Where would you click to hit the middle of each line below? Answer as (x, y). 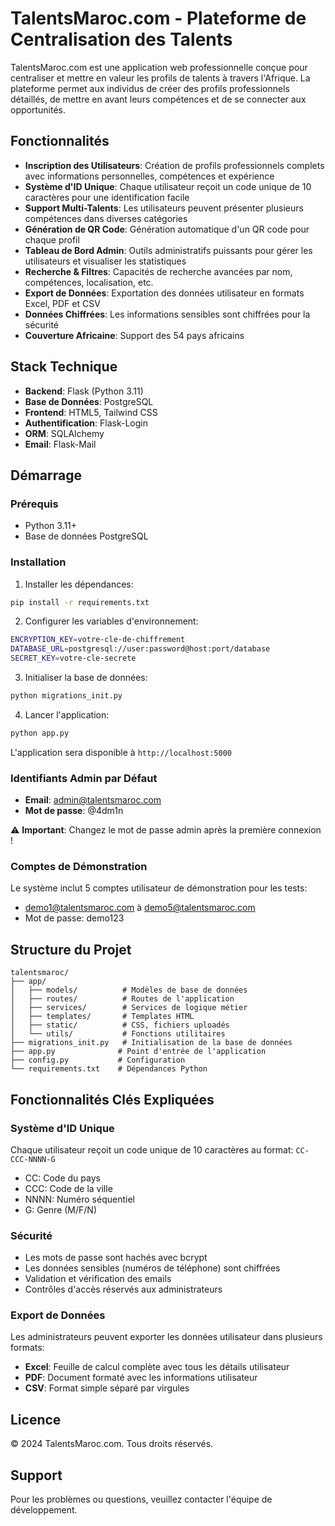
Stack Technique (64, 367)
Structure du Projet (71, 949)
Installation (38, 562)
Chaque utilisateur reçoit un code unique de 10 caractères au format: (152, 1149)
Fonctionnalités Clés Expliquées (112, 1099)
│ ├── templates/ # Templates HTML (102, 1017)
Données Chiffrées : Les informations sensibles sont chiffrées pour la (167, 314)
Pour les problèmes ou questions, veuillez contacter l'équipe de (141, 1499)
